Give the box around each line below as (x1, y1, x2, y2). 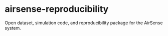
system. (5, 25, 21, 31)
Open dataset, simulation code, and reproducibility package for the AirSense (5, 20, 163, 26)
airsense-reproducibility (5, 3, 109, 15)
